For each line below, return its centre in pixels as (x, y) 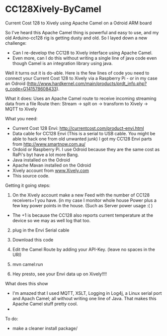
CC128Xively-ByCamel (53, 9)
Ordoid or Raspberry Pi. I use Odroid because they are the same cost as (86, 149)
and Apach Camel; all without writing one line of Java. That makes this (84, 298)
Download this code (33, 240)
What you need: (21, 118)
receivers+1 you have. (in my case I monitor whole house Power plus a (84, 200)
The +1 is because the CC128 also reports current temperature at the (83, 215)
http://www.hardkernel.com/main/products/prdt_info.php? (87, 84)
